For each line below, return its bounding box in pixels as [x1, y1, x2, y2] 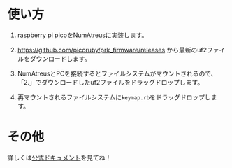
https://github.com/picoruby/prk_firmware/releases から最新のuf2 [17, 45, 208, 54]
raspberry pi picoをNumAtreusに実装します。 [17, 31, 148, 39]
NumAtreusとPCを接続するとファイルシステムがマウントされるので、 [17, 69, 217, 78]
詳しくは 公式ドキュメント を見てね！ [7, 153, 112, 162]
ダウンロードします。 [29, 54, 91, 63]
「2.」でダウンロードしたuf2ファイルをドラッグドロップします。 [17, 78, 204, 86]
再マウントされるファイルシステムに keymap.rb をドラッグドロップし [17, 92, 211, 101]
